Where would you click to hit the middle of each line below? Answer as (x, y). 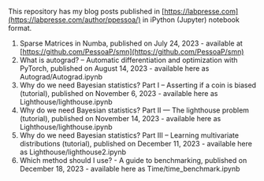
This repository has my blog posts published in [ (86, 11)
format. (20, 28)
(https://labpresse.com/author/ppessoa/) (74, 20)
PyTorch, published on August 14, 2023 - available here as (114, 68)
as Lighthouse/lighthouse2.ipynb (73, 152)
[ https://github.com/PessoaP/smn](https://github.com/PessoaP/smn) (132, 52)
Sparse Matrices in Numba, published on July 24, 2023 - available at (131, 43)
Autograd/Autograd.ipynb (61, 77)
